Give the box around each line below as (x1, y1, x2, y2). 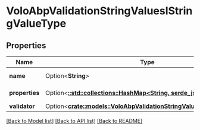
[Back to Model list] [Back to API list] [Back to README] (6, 118, 143, 124)
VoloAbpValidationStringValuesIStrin (6, 4, 193, 18)
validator (9, 102, 35, 110)
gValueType (6, 17, 67, 30)
